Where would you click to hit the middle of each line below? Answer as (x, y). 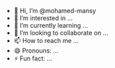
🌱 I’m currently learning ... (51, 25)
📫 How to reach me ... (46, 41)
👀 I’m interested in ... (43, 18)
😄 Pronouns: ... (36, 51)
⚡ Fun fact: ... (33, 58)
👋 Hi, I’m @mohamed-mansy (55, 11)
